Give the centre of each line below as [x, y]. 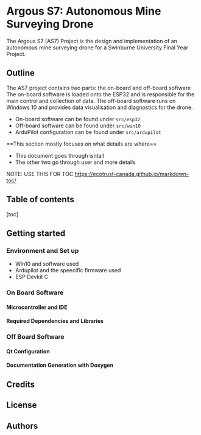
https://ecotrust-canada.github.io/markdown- [132, 174]
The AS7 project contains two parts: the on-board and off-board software [99, 88]
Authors [22, 426]
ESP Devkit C [32, 277]
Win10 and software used [47, 264]
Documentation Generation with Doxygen [60, 365]
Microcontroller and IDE [37, 307]
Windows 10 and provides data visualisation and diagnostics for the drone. [100, 107]
